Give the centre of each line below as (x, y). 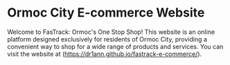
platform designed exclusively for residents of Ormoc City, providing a (107, 39)
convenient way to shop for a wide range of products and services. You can (115, 46)
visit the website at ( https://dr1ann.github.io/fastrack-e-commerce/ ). (105, 54)
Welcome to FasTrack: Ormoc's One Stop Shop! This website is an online (111, 32)
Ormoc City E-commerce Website (106, 13)
